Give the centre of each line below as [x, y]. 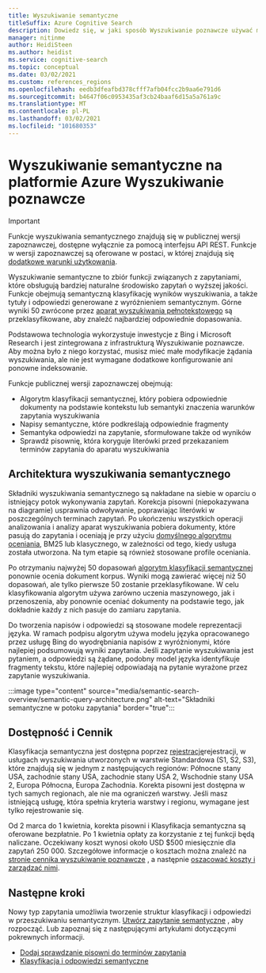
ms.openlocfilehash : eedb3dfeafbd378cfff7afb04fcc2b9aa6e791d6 [115, 89]
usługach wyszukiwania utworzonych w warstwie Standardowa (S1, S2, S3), [132, 760]
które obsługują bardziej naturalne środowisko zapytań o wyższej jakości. [128, 285]
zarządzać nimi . [34, 868]
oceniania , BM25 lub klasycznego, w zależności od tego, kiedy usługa [122, 544]
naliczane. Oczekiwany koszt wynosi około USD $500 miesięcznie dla [122, 843]
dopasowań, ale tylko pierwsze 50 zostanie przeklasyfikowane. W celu [123, 584]
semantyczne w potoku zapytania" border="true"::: [92, 708]
